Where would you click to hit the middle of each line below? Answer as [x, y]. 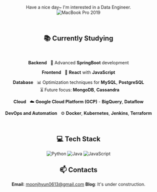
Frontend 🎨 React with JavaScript [78, 72]
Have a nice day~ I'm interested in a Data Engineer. [78, 7]
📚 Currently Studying [78, 39]
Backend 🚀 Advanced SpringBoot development [78, 62]
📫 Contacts [78, 170]
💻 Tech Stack [78, 139]
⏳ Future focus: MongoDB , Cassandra [80, 90]
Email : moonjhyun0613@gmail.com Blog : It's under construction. [78, 185]
